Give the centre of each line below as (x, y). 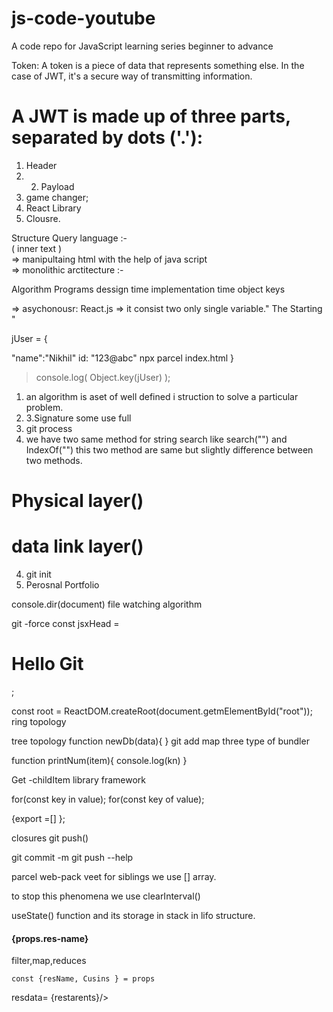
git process (49, 428)
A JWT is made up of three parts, (151, 116)
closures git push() (50, 838)
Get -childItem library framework (79, 779)
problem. (44, 407)
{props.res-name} (50, 938)
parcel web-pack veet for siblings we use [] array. (114, 876)
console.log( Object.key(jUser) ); (103, 377)
